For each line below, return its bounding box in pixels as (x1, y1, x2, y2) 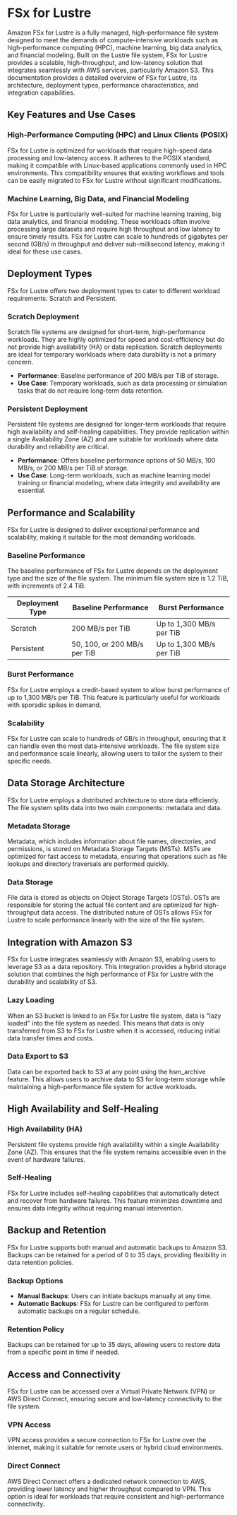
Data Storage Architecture (7, 777, 126, 789)
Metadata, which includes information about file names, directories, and (7, 837, 217, 845)
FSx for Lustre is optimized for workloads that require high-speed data (7, 146, 212, 155)
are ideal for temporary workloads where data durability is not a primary (7, 350, 217, 359)
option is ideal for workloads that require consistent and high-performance (7, 1492, 224, 1500)
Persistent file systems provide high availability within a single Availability (7, 1140, 220, 1148)
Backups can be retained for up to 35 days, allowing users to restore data (7, 1341, 221, 1349)
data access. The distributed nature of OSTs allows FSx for (41, 908, 212, 917)
